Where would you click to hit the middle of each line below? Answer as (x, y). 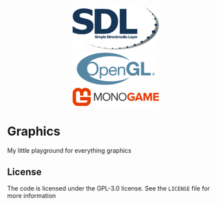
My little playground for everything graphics (70, 150)
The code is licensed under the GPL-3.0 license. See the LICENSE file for (108, 188)
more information (32, 196)
